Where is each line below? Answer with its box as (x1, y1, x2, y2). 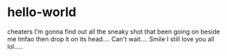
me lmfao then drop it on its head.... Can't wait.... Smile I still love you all (7, 34, 215, 43)
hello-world (7, 4, 77, 20)
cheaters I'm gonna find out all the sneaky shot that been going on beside (7, 27, 221, 36)
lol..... (7, 42, 23, 50)
